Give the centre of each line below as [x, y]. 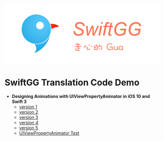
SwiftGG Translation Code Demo [72, 83]
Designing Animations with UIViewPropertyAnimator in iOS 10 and [81, 96]
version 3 [29, 117]
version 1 [28, 107]
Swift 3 [19, 101]
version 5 [29, 128]
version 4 [29, 122]
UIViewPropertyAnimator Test [49, 133]
